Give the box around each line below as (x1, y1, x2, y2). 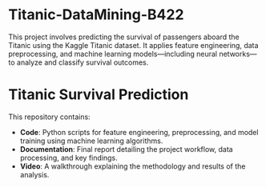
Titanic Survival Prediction (8, 86, 189, 104)
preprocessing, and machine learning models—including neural (8, 49, 218, 58)
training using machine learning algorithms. (19, 136, 163, 145)
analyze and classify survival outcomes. (16, 58, 149, 67)
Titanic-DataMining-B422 (8, 6, 184, 24)
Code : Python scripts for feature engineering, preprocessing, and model (19, 127, 259, 137)
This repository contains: (8, 112, 91, 121)
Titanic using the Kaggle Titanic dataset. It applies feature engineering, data (8, 40, 259, 50)
